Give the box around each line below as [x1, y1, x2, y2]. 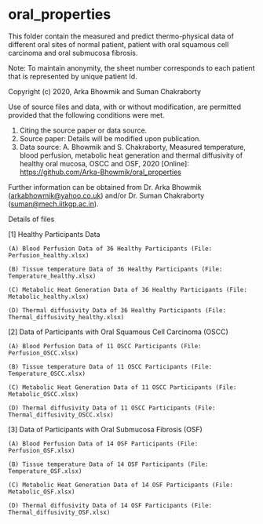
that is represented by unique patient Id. [8, 71, 137, 81]
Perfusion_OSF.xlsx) [8, 446, 76, 454]
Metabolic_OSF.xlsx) [8, 488, 76, 496]
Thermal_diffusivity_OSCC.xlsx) [8, 410, 114, 419]
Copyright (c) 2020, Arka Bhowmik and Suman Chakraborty [8, 86, 202, 96]
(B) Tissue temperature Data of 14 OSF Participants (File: [8, 460, 210, 468]
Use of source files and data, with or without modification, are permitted [8, 102, 242, 111]
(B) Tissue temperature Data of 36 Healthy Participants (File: [8, 265, 223, 273]
